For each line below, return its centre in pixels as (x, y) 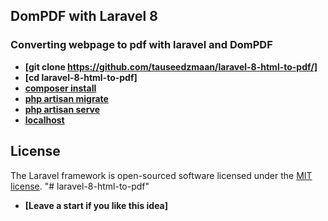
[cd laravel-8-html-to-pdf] (81, 77)
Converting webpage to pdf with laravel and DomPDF (141, 45)
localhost (44, 120)
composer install (60, 88)
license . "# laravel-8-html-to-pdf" (80, 186)
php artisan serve (62, 109)
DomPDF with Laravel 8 (84, 16)
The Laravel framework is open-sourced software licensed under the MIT (161, 175)
